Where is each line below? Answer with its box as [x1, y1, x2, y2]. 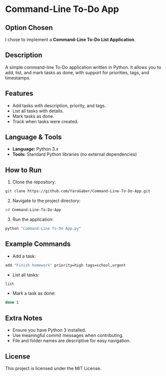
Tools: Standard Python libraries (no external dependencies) [12, 151, 137, 158]
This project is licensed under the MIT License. [5, 365, 102, 371]
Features [5, 89, 33, 98]
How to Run [5, 166, 42, 174]
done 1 [5, 300, 19, 305]
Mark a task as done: [12, 290, 56, 296]
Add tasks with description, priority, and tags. [12, 102, 106, 108]
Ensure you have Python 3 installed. [12, 327, 86, 333]
